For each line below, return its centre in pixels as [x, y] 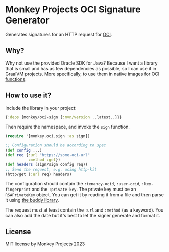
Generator [27, 20]
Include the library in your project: [41, 108]
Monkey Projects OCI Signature [73, 9]
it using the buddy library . [32, 200]
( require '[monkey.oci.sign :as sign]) [48, 136]
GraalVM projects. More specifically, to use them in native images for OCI [82, 74]
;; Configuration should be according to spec [56, 145]
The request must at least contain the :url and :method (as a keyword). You [84, 210]
